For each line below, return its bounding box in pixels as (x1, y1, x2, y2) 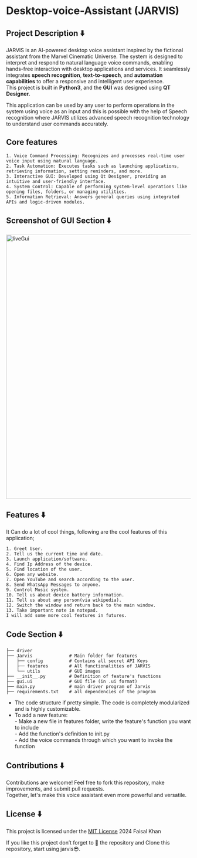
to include (14, 724, 39, 731)
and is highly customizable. (14, 706, 81, 713)
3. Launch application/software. (6, 556, 88, 562)
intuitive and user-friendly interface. (6, 178, 107, 184)
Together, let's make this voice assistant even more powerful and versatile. (6, 792, 186, 799)
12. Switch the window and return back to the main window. (6, 602, 157, 608)
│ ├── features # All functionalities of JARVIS (6, 663, 151, 669)
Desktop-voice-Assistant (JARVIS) (6, 4, 180, 18)
